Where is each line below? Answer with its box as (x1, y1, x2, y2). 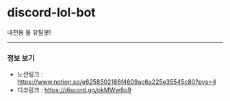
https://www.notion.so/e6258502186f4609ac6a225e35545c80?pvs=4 (16, 78, 217, 86)
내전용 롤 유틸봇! (7, 28, 51, 36)
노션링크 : (16, 70, 43, 78)
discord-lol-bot (7, 5, 96, 20)
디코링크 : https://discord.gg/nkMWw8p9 (16, 86, 132, 94)
